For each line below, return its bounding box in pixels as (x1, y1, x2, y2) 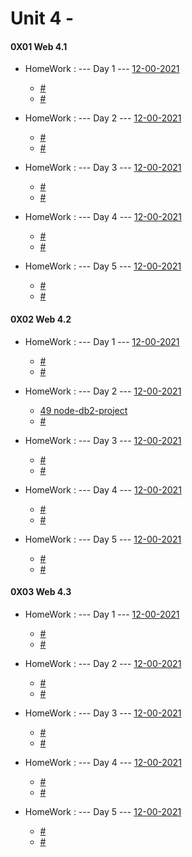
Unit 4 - (10, 7, 75, 30)
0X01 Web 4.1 (10, 40, 68, 52)
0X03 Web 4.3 (10, 586, 72, 598)
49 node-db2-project (39, 404, 128, 416)
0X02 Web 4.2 (10, 313, 72, 325)
